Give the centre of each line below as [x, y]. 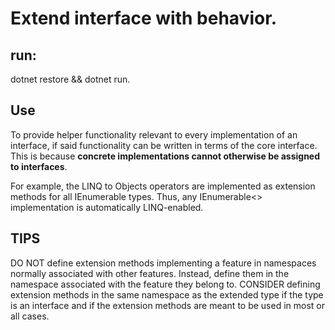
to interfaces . [39, 166]
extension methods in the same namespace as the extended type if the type [167, 294]
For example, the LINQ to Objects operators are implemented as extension [163, 186]
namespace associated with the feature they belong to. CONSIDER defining [165, 284]
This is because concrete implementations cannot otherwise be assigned [165, 156]
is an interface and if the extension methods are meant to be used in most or [168, 305]
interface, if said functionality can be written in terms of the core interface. [164, 145]
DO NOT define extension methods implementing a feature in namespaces [163, 263]
